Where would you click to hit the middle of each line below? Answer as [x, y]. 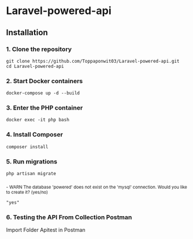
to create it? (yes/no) [27, 192]
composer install [27, 147]
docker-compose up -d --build [43, 93]
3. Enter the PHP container [45, 108]
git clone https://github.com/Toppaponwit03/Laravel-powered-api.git [93, 61]
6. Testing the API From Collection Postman [69, 217]
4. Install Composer [35, 135]
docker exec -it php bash [38, 120]
